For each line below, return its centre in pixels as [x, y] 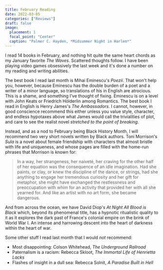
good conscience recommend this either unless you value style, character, [80, 111]
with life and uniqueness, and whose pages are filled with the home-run [77, 146]
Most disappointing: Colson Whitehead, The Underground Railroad [79, 247]
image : [12, 28]
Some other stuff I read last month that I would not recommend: [69, 237]
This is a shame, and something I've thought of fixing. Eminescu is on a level [81, 96]
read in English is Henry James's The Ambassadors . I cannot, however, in [79, 106]
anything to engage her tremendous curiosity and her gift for [78, 177]
